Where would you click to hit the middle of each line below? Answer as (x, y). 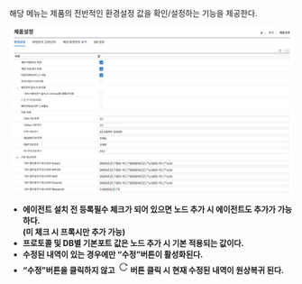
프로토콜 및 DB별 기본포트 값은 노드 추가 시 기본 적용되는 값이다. (133, 243)
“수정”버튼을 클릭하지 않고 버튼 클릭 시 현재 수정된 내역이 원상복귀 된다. (153, 270)
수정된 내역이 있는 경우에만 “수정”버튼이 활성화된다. (113, 254)
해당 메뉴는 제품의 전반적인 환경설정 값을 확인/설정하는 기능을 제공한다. (133, 13)
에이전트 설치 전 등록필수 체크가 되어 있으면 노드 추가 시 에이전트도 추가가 (149, 209)
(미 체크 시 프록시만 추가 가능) (74, 232)
